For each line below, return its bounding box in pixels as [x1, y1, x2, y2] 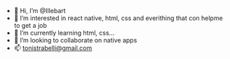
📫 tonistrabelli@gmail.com [13, 44, 93, 52]
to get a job [13, 22, 47, 29]
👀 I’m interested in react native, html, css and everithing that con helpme [13, 14, 223, 22]
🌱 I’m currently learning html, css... [13, 28, 115, 37]
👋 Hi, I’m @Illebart [13, 7, 66, 15]
